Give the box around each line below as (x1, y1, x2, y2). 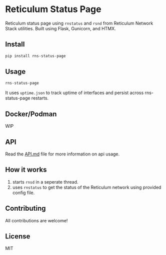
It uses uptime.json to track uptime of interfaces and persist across (5, 90, 144, 96)
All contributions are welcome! (5, 217, 68, 223)
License (5, 232, 30, 240)
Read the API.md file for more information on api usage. (5, 151, 120, 157)
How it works (5, 165, 47, 174)
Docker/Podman (5, 110, 57, 118)
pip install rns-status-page (5, 53, 66, 58)
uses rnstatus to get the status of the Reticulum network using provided (12, 184, 161, 190)
